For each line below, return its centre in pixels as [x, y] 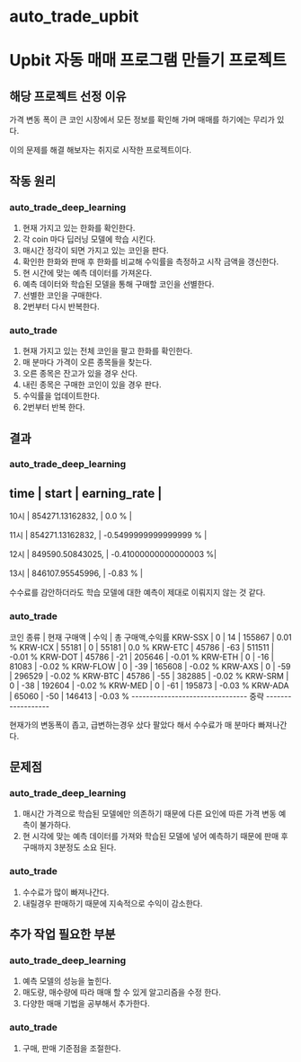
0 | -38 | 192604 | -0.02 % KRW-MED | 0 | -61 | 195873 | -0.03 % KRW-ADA [149, 686]
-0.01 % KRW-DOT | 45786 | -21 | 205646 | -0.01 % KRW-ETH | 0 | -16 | [142, 657]
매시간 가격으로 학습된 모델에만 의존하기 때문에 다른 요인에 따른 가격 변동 [149, 814]
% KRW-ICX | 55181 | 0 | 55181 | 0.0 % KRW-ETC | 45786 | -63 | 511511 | [142, 647]
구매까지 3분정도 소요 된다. [69, 847]
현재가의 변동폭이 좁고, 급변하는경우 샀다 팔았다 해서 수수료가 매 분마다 [133, 724]
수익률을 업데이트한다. [61, 396]
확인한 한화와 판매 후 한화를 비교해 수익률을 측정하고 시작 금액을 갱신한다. [150, 261]
